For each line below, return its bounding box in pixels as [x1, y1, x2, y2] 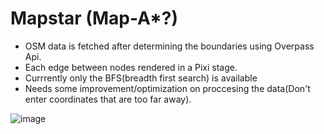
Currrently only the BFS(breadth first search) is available [24, 72, 258, 84]
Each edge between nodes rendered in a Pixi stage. [24, 61, 238, 73]
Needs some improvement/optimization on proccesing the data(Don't [24, 82, 311, 94]
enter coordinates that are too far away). [24, 93, 192, 105]
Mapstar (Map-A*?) [10, 7, 179, 30]
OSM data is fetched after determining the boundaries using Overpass [24, 40, 315, 52]
